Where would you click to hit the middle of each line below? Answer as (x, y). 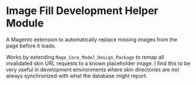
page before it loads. (31, 46)
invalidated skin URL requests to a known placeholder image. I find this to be (98, 63)
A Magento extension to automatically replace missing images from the (92, 39)
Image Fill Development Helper (82, 11)
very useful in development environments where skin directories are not (93, 69)
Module (25, 23)
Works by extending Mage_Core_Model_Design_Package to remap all (85, 57)
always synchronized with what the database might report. (77, 76)
